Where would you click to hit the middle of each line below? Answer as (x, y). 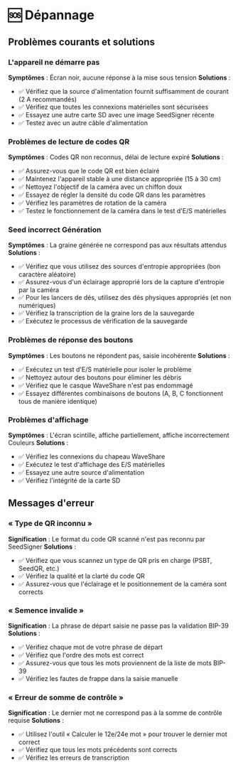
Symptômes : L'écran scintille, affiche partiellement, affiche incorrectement (119, 435)
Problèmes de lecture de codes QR (69, 141)
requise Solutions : (36, 721)
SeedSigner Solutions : (42, 547)
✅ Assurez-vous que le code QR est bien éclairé (89, 171)
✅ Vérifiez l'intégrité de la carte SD (69, 480)
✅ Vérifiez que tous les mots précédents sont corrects (98, 750)
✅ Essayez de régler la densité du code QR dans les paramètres (112, 195)
